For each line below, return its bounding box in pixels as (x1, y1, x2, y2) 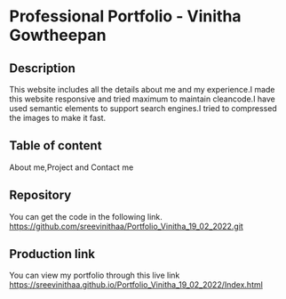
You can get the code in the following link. (9, 211, 163, 222)
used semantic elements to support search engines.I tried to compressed (9, 103, 277, 113)
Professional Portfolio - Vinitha (9, 6, 242, 27)
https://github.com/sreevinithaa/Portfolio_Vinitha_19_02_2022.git (9, 221, 244, 231)
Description (9, 61, 75, 76)
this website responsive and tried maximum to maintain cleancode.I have (9, 93, 275, 104)
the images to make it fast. (9, 113, 107, 123)
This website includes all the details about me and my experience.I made (9, 85, 275, 94)
